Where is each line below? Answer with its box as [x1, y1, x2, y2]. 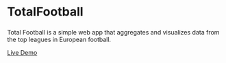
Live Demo [7, 49, 38, 57]
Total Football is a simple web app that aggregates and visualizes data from [7, 28, 220, 37]
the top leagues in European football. [7, 35, 112, 44]
